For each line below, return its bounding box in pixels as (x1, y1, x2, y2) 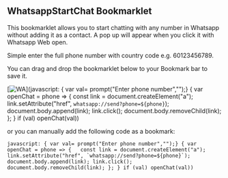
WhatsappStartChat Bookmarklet (7, 5, 152, 17)
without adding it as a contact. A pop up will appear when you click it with (7, 31, 214, 39)
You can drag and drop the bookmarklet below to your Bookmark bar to (7, 64, 208, 72)
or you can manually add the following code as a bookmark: (7, 127, 175, 135)
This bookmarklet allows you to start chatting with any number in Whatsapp (7, 23, 220, 31)
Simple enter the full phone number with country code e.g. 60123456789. (7, 51, 214, 59)
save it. (7, 72, 27, 80)
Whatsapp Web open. (7, 38, 68, 46)
